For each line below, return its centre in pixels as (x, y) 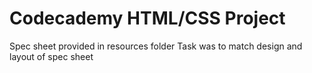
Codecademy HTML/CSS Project (147, 18)
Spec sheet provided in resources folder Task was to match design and (156, 46)
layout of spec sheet (51, 56)
